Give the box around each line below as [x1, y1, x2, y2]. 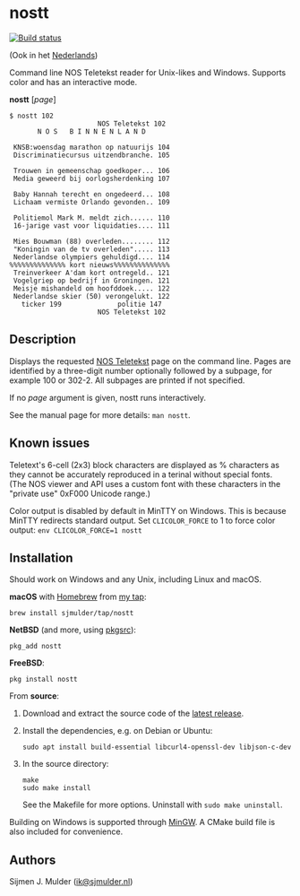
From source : [9, 691, 60, 701]
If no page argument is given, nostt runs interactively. [9, 392, 207, 403]
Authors [9, 852, 56, 867]
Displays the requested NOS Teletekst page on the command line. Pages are [9, 355, 291, 366]
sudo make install [21, 784, 91, 793]
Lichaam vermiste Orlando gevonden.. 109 [13, 197, 170, 206]
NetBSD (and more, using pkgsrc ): [9, 624, 137, 635]
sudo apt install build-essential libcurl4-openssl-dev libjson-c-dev [21, 743, 292, 752]
